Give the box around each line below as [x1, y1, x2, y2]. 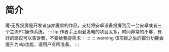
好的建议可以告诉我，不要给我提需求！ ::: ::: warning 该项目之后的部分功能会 [5, 35, 164, 41]
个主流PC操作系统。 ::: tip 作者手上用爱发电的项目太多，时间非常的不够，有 [5, 28, 162, 34]
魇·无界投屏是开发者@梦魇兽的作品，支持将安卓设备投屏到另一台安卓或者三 [5, 22, 162, 28]
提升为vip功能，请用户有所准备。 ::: [5, 41, 79, 47]
